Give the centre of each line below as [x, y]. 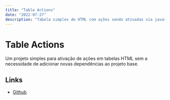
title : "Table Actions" [30, 10]
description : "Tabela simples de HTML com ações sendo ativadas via [79, 19]
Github [19, 92]
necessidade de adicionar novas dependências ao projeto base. [72, 64]
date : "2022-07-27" [26, 15]
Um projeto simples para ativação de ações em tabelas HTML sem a [76, 58]
